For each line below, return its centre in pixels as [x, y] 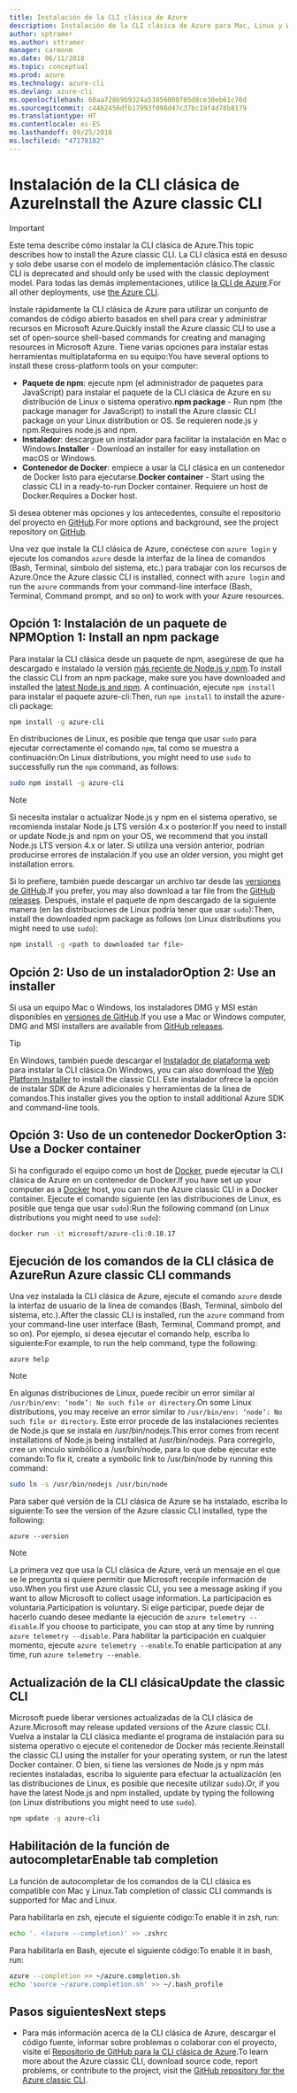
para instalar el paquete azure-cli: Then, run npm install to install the [134, 696]
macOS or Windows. [59, 458]
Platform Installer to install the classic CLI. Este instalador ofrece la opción [144, 1079]
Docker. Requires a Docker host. [80, 496]
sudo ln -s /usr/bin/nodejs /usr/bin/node [88, 1485]
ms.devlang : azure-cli [51, 91]
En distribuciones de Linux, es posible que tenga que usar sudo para [133, 739]
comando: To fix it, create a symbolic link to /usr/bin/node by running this [141, 1459]
